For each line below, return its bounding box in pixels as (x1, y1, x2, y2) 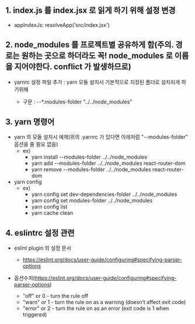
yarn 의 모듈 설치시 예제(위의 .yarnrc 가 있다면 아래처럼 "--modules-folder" (13, 133, 188, 140)
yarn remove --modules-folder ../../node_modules (31, 166, 151, 173)
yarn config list (31, 204, 68, 211)
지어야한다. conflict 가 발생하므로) (14, 62, 132, 72)
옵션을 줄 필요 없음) (13, 141, 58, 148)
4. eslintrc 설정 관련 (5, 228, 75, 238)
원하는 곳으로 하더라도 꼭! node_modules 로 (21, 51, 173, 61)
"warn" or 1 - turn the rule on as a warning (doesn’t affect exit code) (22, 299, 186, 306)
